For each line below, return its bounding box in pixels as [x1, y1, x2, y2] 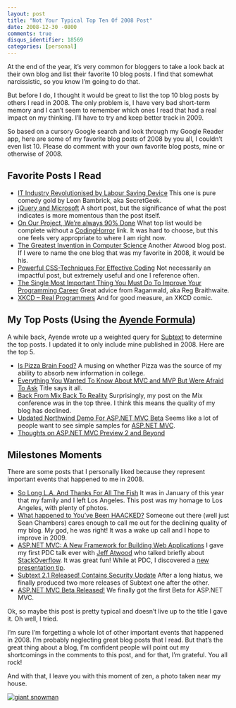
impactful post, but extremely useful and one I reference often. [17, 271, 199, 279]
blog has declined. [17, 406, 72, 414]
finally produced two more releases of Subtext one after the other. [17, 578, 210, 587]
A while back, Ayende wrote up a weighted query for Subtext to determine [7, 333, 223, 341]
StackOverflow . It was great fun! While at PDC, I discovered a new [17, 556, 209, 564]
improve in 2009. [17, 533, 68, 542]
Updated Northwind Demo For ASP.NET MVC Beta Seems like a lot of [17, 414, 219, 422]
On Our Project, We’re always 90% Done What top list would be [17, 218, 202, 227]
